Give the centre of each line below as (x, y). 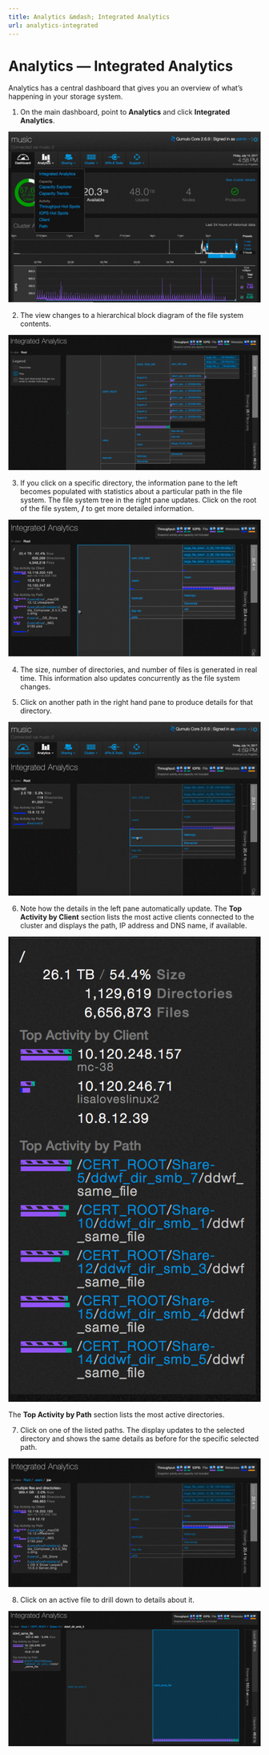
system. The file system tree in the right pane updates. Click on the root (138, 500)
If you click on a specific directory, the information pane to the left (128, 483)
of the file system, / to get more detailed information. (107, 508)
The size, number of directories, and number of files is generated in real (139, 670)
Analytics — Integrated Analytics (121, 66)
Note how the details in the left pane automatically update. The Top (131, 908)
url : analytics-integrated (53, 25)
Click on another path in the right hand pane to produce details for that (137, 702)
